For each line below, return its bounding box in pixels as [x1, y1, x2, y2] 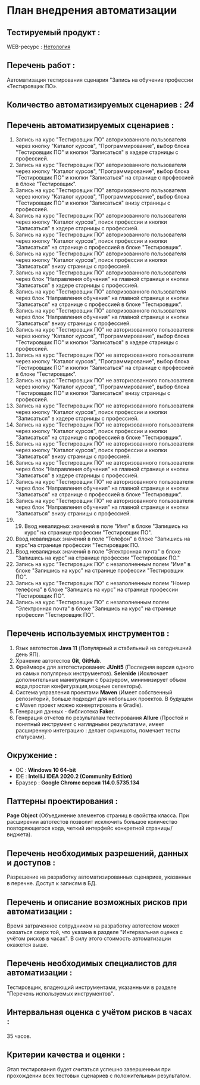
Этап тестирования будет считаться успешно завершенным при [7, 1065, 171, 1072]
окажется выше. [7, 941, 48, 948]
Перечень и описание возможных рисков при [7, 897, 187, 907]
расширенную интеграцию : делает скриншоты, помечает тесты [15, 727, 180, 734]
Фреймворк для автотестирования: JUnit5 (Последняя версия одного [15, 663, 194, 670]
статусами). [15, 733, 46, 740]
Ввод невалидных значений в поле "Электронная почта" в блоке [15, 548, 181, 555]
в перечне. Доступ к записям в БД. [7, 880, 97, 887]
